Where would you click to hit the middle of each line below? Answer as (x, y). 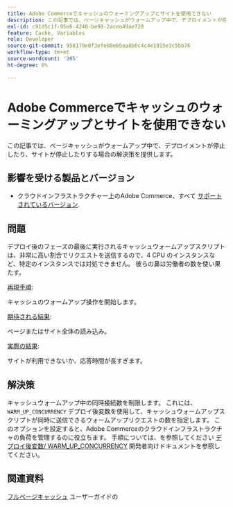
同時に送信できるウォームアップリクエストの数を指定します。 (125, 420)
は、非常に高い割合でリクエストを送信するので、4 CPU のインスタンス (108, 255)
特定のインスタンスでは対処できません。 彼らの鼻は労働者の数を (111, 264)
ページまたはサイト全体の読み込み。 (59, 331)
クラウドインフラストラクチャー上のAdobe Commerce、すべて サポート (120, 196)
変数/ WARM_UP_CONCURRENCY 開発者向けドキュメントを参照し (126, 446)
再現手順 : (20, 287)
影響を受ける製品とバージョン (71, 178)
